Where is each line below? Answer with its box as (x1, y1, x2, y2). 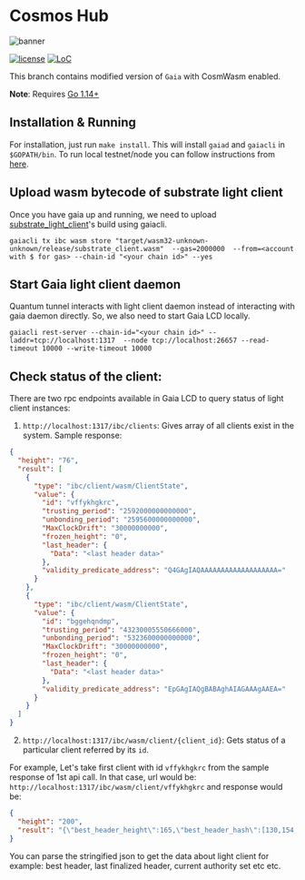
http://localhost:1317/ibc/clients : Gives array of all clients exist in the (22, 420, 295, 431)
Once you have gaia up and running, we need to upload (9, 208, 217, 219)
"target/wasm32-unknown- (114, 236, 209, 246)
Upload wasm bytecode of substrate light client (9, 185, 284, 200)
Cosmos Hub (9, 5, 109, 26)
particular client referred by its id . (22, 744, 150, 755)
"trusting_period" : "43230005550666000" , (42, 625, 202, 634)
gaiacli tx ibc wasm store (9, 236, 112, 246)
